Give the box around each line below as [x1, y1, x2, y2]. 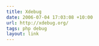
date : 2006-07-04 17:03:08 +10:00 [6, 14, 94, 20]
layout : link [6, 31, 39, 37]
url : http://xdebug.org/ [6, 20, 69, 26]
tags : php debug [6, 25, 47, 32]
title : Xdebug [6, 8, 42, 15]
